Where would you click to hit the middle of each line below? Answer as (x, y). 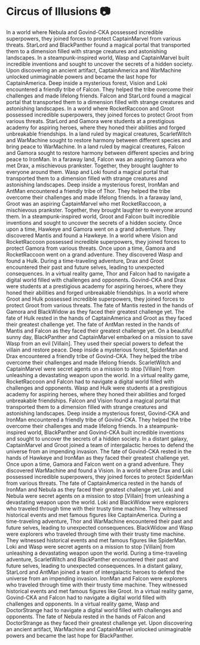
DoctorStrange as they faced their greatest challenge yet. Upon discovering (99, 623)
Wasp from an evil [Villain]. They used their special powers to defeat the (95, 343)
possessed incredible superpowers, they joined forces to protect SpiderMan (100, 476)
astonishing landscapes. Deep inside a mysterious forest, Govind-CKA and (98, 413)
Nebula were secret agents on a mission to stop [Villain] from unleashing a (98, 496)
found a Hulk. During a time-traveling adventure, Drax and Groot (85, 261)
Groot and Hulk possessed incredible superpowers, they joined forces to (96, 299)
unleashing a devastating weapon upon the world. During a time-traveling (97, 553)
